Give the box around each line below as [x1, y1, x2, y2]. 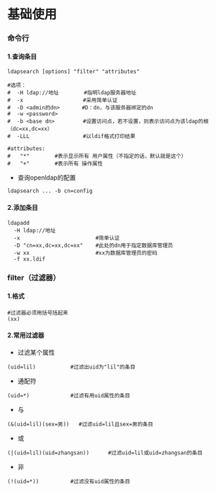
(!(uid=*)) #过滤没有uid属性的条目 [7, 478, 130, 485]
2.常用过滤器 [7, 331, 44, 340]
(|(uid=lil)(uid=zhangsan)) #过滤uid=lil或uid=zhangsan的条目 [7, 449, 203, 456]
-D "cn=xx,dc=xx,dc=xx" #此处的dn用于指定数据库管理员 [13, 242, 174, 249]
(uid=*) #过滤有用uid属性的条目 [7, 392, 130, 399]
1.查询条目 [7, 52, 37, 61]
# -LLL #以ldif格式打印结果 [7, 133, 136, 140]
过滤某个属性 [17, 348, 55, 356]
